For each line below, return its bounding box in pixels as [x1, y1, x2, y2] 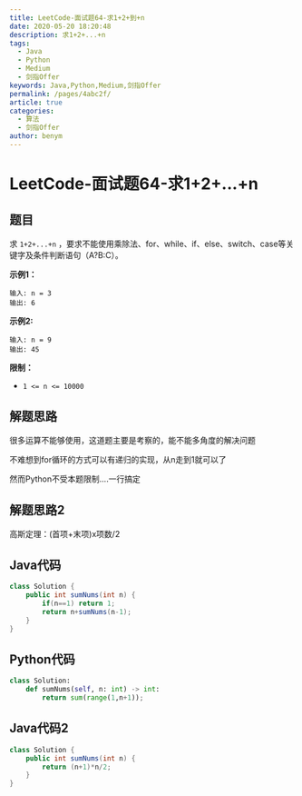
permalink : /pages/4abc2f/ [9, 89, 112, 98]
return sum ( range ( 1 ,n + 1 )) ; [42, 693, 144, 702]
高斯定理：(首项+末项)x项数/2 [9, 528, 121, 539]
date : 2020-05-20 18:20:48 [9, 22, 112, 31]
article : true [9, 97, 63, 107]
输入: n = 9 [9, 335, 52, 344]
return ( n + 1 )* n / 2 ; [42, 762, 112, 771]
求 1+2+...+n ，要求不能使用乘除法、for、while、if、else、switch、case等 [9, 238, 287, 249]
